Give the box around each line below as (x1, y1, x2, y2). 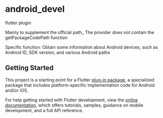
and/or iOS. (5, 87, 29, 93)
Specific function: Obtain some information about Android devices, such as (5, 44, 158, 50)
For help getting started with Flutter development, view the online (5, 97, 138, 103)
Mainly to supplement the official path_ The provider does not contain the (5, 29, 155, 35)
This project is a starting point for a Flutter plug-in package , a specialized (5, 77, 155, 82)
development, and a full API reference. (5, 107, 83, 113)
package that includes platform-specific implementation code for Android (5, 82, 155, 88)
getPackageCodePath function (5, 35, 68, 40)
